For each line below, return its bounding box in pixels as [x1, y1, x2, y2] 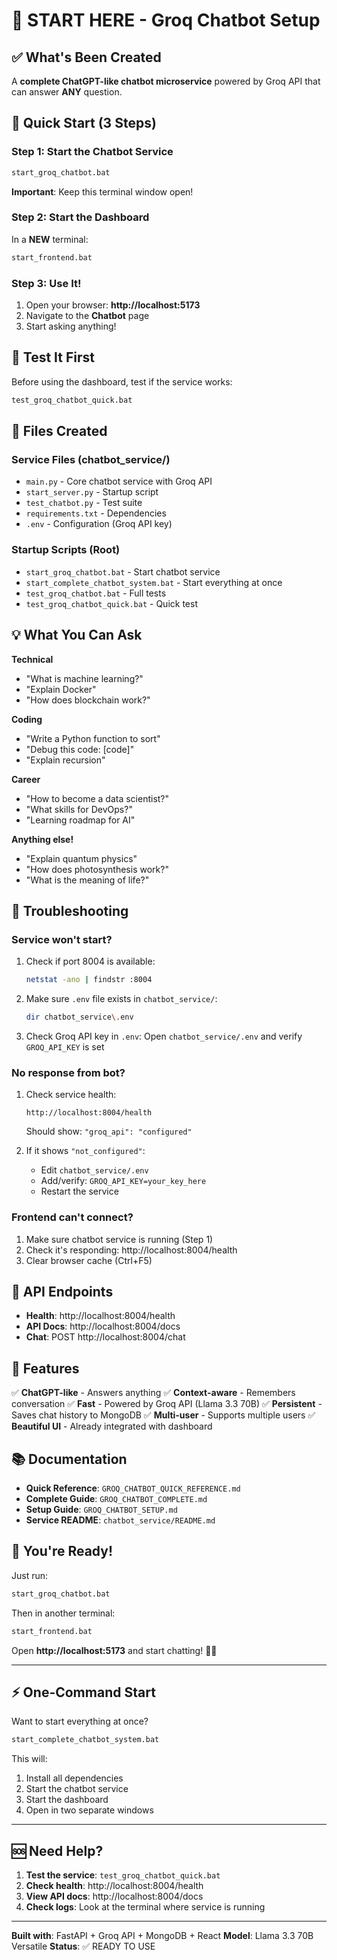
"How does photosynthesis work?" [25, 863, 169, 875]
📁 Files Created [11, 423, 108, 440]
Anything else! [11, 833, 74, 845]
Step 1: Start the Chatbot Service [11, 145, 174, 159]
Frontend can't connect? [11, 1210, 134, 1224]
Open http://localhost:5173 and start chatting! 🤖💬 [11, 1644, 218, 1656]
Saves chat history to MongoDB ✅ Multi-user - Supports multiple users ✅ [11, 1409, 316, 1421]
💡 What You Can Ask [11, 627, 143, 644]
